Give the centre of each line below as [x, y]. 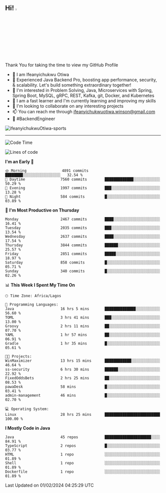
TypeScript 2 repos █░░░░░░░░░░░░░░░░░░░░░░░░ [83, 446]
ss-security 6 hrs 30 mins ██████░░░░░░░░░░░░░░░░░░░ [83, 369]
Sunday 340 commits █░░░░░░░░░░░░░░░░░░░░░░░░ [83, 271]
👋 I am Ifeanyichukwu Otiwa [41, 74]
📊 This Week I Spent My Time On [40, 285]
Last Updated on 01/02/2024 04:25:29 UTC [49, 485]
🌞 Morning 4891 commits [47, 171]
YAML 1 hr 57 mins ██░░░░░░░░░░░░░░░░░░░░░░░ [83, 335]
